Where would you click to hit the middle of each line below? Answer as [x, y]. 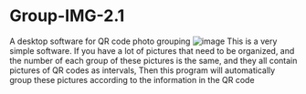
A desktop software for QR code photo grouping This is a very [143, 41]
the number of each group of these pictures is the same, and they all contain [153, 60]
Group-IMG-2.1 [67, 16]
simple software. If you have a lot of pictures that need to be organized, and [152, 50]
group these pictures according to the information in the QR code [132, 79]
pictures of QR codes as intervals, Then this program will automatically [142, 70]
